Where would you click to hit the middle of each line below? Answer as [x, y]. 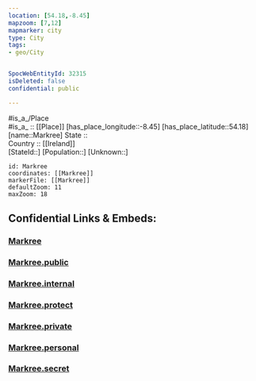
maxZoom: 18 [28, 194]
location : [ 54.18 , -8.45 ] [49, 15]
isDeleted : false [37, 81]
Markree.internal [42, 283]
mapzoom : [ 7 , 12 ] [35, 23]
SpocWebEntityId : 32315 [48, 74]
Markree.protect [41, 305]
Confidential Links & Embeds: [82, 219]
